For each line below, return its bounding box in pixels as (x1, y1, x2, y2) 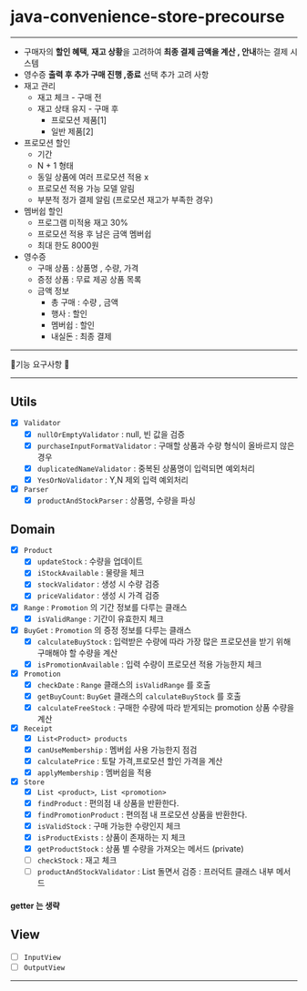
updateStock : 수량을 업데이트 (36, 556, 144, 567)
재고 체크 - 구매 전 (36, 91, 102, 102)
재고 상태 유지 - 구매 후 (36, 103, 119, 114)
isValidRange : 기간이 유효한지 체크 (36, 613, 165, 624)
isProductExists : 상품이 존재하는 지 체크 (36, 832, 186, 843)
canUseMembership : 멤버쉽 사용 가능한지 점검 (36, 744, 198, 755)
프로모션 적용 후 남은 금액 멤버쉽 (36, 228, 152, 239)
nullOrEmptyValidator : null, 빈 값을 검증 (36, 428, 186, 439)
